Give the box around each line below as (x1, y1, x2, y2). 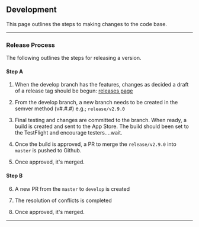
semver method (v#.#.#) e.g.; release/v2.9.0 (14, 105, 126, 112)
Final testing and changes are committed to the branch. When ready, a (14, 117, 187, 124)
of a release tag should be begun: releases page (14, 87, 133, 94)
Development (6, 5, 57, 15)
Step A (6, 68, 24, 75)
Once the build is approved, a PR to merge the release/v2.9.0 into (14, 140, 176, 148)
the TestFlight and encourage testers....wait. (14, 129, 123, 136)
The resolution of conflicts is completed (14, 197, 113, 204)
